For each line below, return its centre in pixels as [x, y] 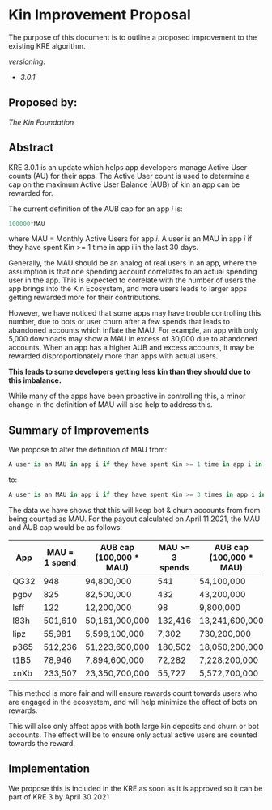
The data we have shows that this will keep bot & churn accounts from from [134, 510]
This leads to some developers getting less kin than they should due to [130, 372]
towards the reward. [42, 743]
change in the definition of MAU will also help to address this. [110, 405]
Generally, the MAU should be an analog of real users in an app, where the [133, 263]
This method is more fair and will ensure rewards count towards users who [133, 693]
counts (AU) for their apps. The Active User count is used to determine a [129, 176]
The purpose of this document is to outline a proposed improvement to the [133, 37]
